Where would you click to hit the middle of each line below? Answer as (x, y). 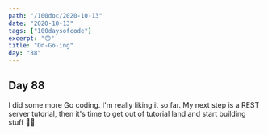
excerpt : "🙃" (31, 38)
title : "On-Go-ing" (41, 46)
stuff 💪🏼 (22, 122)
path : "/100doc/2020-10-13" (56, 16)
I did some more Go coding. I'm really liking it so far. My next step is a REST (134, 104)
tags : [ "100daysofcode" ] (50, 31)
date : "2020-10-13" (41, 23)
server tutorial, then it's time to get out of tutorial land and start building (127, 113)
